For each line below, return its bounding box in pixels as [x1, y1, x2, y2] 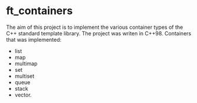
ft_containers [6, 4, 73, 18]
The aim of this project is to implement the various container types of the [6, 24, 183, 31]
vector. [14, 91, 32, 98]
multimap [14, 60, 38, 67]
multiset [14, 72, 35, 79]
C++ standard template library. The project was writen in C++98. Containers [6, 29, 192, 36]
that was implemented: [6, 36, 62, 43]
